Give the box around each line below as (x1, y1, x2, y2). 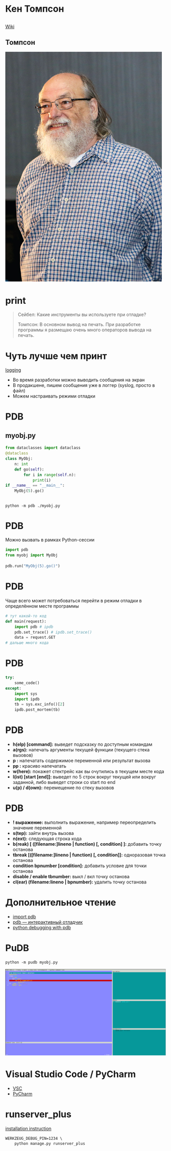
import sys (14, 691, 38, 696)
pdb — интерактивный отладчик (12, 919, 83, 925)
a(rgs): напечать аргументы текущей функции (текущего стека (12, 747, 150, 753)
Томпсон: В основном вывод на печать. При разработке (17, 322, 141, 328)
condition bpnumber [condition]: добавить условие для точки (12, 862, 147, 869)
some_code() (14, 680, 40, 686)
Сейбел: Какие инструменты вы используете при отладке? (17, 311, 147, 318)
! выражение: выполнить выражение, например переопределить (12, 819, 156, 826)
